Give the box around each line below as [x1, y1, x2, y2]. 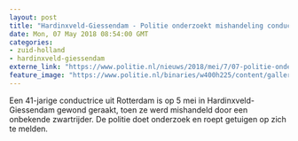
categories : [9, 37, 53, 47]
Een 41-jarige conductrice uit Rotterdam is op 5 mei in [9, 95, 206, 106]
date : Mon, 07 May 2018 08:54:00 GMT [9, 29, 149, 38]
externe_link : [9, 63, 62, 72]
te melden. [9, 123, 49, 134]
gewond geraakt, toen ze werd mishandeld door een [56, 104, 248, 115]
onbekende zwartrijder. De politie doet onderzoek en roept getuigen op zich [9, 114, 286, 124]
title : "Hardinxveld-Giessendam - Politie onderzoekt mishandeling [9, 21, 264, 30]
